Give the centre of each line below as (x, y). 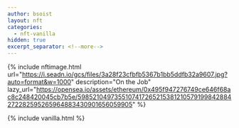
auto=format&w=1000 (39, 82)
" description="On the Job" (111, 82)
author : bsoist (30, 14)
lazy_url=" (22, 89)
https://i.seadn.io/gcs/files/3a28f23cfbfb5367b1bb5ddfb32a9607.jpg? (124, 74)
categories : (25, 27)
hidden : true (27, 40)
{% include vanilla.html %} (46, 118)
